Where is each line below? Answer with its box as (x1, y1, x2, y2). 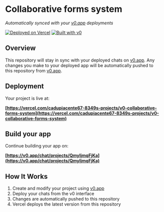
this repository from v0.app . (5, 68, 62, 73)
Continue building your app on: (5, 143, 69, 149)
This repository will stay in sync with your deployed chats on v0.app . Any (5, 57, 155, 63)
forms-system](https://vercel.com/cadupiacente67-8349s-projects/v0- (5, 110, 159, 116)
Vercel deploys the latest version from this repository (12, 201, 121, 207)
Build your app (5, 130, 51, 138)
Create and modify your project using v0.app (12, 185, 104, 192)
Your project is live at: (5, 95, 50, 101)
